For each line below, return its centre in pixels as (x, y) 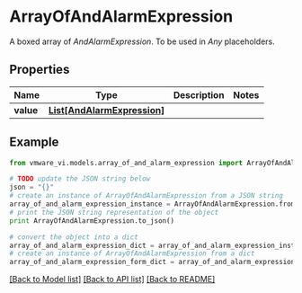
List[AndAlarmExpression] (106, 110)
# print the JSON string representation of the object (114, 212)
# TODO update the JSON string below (80, 179)
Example (34, 142)
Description (199, 94)
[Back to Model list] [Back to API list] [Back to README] (112, 280)
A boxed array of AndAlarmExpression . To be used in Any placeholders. (142, 41)
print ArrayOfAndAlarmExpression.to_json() (92, 221)
